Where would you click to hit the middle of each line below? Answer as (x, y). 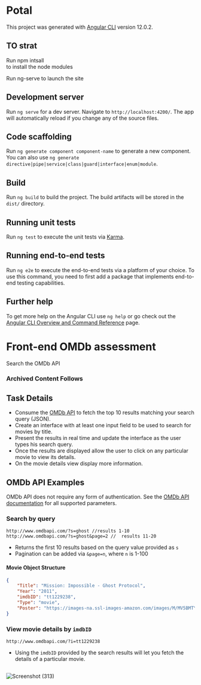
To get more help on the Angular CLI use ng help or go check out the (91, 316)
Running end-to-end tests (56, 256)
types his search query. (44, 445)
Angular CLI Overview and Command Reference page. (73, 322)
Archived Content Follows (45, 379)
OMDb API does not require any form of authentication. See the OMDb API (98, 497)
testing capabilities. (41, 283)
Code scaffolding (39, 136)
